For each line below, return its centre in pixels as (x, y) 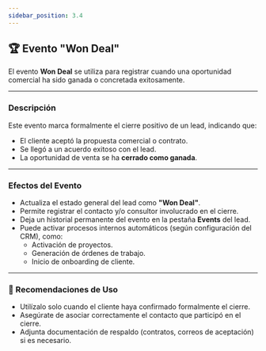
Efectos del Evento (45, 185)
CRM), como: (41, 237)
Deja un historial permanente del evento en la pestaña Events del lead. (135, 219)
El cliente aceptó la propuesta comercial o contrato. (104, 140)
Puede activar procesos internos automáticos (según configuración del (135, 228)
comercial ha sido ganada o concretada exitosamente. (97, 80)
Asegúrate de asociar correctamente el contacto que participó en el (130, 315)
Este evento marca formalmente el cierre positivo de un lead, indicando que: (133, 125)
